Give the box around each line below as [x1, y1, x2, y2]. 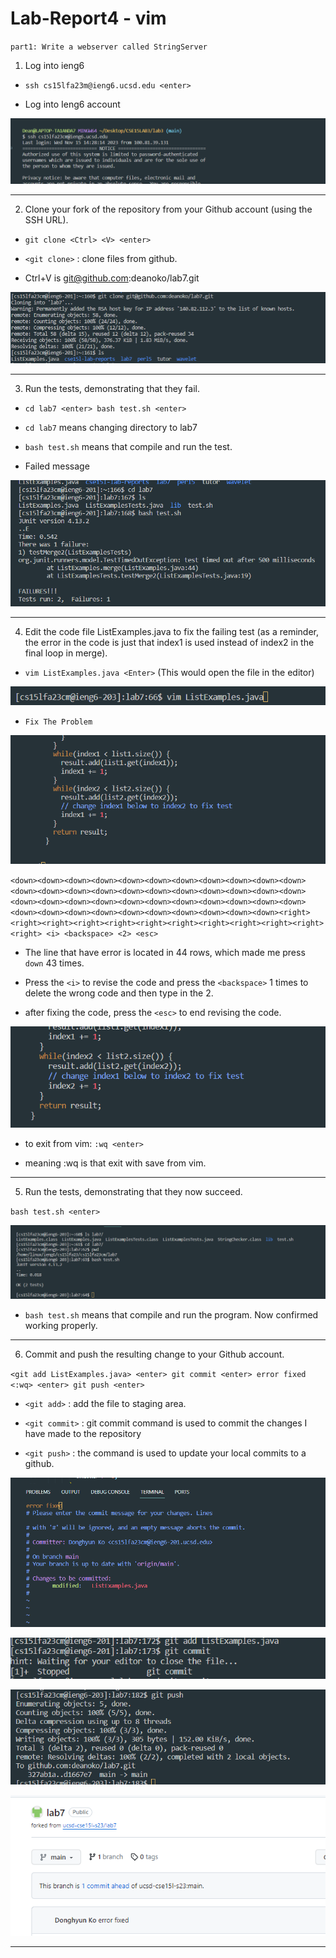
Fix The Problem [24, 717, 93, 727]
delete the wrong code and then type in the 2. [24, 987, 214, 999]
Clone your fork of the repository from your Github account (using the [24, 203, 313, 216]
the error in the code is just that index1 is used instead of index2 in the [24, 637, 315, 649]
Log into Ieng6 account [24, 98, 121, 110]
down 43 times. [24, 957, 85, 969]
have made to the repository [24, 1428, 142, 1440]
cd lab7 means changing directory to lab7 [24, 421, 198, 433]
